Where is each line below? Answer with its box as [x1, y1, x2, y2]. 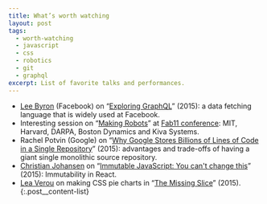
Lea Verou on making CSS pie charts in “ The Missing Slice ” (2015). [19, 177, 241, 187]
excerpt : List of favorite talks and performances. [8, 79, 185, 87]
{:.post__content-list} [19, 186, 90, 196]
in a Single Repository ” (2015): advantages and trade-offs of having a [19, 144, 250, 153]
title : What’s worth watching [8, 11, 110, 20]
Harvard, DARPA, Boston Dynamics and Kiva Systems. [19, 126, 199, 137]
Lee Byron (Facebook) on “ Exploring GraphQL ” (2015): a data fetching [19, 101, 252, 111]
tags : [8, 27, 27, 35]
